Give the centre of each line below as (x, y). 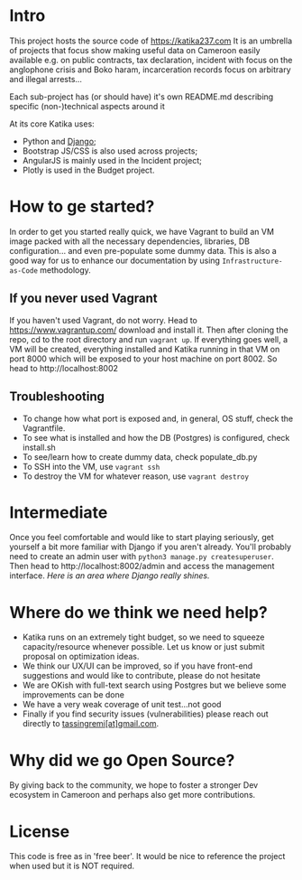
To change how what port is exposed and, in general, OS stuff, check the (158, 418)
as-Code (24, 271)
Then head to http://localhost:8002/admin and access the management (142, 566)
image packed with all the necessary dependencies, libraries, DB (130, 241)
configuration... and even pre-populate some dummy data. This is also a (143, 250)
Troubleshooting (57, 397)
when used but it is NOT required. (72, 866)
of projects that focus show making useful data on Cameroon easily (135, 50)
